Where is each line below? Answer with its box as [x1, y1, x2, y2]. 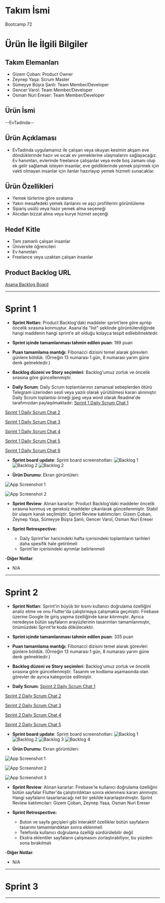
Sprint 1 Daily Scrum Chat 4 [5, 428, 61, 434]
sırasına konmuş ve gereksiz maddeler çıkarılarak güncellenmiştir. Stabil [12, 506, 158, 511]
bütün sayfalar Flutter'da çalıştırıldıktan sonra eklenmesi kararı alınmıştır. [12, 789, 159, 795]
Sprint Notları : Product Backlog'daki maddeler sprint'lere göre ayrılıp [12, 320, 152, 325]
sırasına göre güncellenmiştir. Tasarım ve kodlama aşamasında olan [12, 668, 149, 674]
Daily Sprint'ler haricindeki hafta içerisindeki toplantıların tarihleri [19, 535, 151, 541]
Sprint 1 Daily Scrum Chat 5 [5, 438, 60, 444]
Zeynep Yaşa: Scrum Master [12, 76, 70, 82]
